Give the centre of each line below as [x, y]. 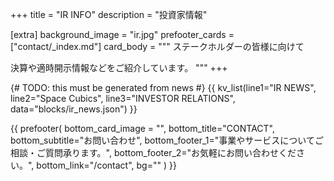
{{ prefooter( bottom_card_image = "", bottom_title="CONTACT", [142, 128]
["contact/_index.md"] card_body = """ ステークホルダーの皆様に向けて [157, 46]
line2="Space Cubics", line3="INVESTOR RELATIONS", [123, 98]
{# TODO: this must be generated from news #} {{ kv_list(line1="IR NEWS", [163, 87]
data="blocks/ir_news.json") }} [74, 109]
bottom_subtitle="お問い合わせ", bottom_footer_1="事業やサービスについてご [167, 140]
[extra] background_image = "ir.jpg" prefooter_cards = [122, 34]
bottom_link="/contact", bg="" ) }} [106, 165]
